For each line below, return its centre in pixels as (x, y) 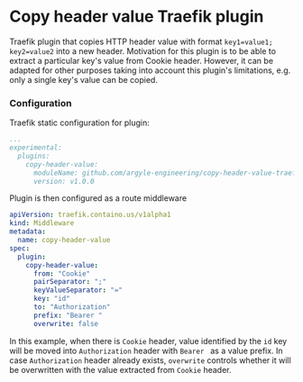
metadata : (28, 232)
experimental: (36, 148)
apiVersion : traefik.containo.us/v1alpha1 (90, 215)
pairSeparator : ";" (69, 282)
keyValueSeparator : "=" (78, 290)
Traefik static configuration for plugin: (80, 123)
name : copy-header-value (64, 241)
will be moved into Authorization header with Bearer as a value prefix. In (146, 350)
